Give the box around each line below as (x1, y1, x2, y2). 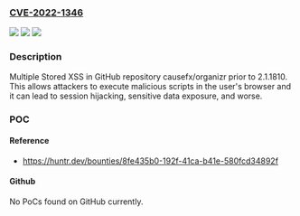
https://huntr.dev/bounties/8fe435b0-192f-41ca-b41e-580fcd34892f (22, 155, 278, 166)
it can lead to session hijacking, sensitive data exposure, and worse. (9, 90, 263, 101)
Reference (9, 136, 50, 146)
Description (9, 51, 62, 63)
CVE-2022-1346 (9, 6, 84, 19)
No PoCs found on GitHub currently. (9, 196, 144, 207)
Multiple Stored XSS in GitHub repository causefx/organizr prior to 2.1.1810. (9, 70, 288, 82)
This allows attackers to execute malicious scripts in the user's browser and (9, 80, 292, 91)
